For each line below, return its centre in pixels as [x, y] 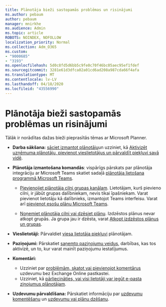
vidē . [17, 158]
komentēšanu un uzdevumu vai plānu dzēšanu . [61, 299]
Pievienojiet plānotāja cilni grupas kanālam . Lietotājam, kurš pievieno [90, 188]
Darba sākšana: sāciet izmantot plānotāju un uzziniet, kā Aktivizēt [80, 147]
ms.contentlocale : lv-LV [31, 79]
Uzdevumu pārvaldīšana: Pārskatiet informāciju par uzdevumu [78, 294]
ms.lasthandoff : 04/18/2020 [34, 84]
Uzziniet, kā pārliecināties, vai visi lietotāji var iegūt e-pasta [81, 279]
